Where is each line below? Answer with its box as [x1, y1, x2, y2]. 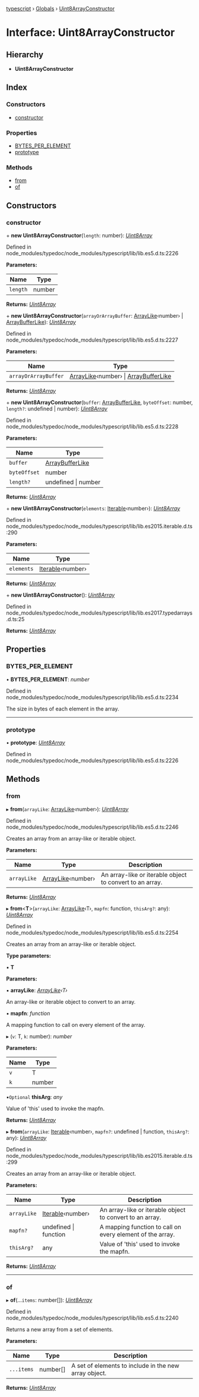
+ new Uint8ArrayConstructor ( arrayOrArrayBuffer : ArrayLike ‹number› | [6, 312, 184, 319]
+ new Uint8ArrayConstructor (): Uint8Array [6, 591, 115, 599]
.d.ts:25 [6, 615, 25, 622]
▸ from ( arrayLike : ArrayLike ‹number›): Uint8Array [6, 806, 129, 813]
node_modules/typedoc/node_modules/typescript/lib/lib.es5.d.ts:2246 [6, 823, 179, 831]
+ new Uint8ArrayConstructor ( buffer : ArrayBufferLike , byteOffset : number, [6, 399, 193, 406]
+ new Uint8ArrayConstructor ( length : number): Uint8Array [6, 231, 153, 239]
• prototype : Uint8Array [6, 739, 65, 746]
